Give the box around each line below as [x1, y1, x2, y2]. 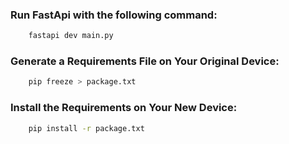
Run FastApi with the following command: [10, 8, 218, 22]
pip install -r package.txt [28, 123, 145, 133]
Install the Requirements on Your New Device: [10, 101, 238, 115]
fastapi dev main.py [28, 31, 114, 41]
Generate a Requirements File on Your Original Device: [10, 54, 280, 68]
